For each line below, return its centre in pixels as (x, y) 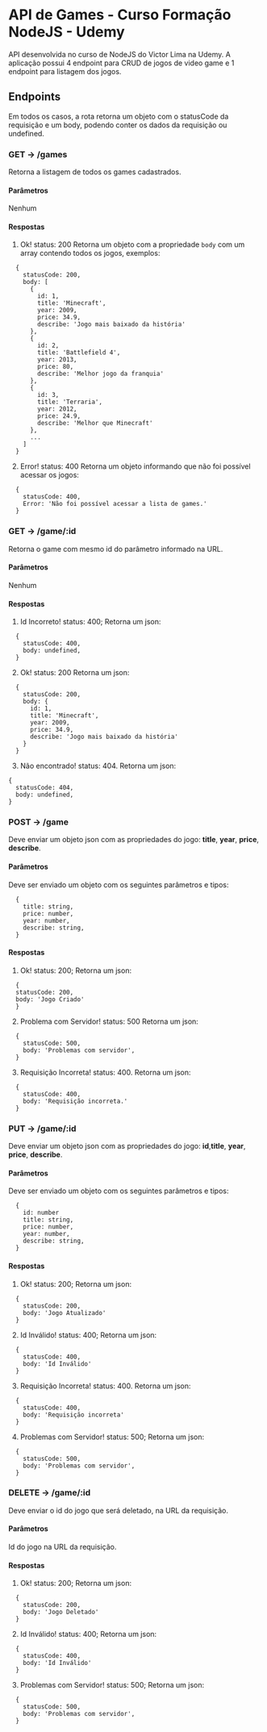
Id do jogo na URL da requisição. (63, 1547)
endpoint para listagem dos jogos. (65, 71)
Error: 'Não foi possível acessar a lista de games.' (115, 504)
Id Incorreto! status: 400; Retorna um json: (90, 622)
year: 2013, (58, 360)
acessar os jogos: (49, 475)
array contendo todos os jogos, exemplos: (90, 253)
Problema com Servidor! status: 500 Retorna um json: (109, 1021)
